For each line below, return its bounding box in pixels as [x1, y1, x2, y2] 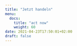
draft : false [5, 34, 31, 39]
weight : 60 [14, 25, 36, 30]
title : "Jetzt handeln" [5, 7, 53, 12]
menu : [5, 11, 16, 16]
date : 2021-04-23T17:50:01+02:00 [5, 29, 73, 34]
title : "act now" [14, 20, 49, 25]
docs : [9, 16, 21, 21]
